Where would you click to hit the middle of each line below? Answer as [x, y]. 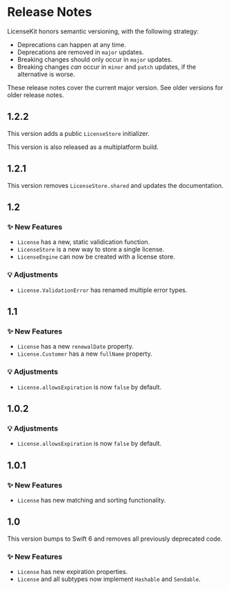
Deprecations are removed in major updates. [80, 52]
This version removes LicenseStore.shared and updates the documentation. [115, 185]
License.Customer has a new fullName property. [85, 354]
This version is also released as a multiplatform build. [83, 147]
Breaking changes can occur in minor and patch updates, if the [106, 67]
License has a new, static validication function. [83, 242]
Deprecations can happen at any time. [72, 44]
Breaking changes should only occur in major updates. [95, 59]
